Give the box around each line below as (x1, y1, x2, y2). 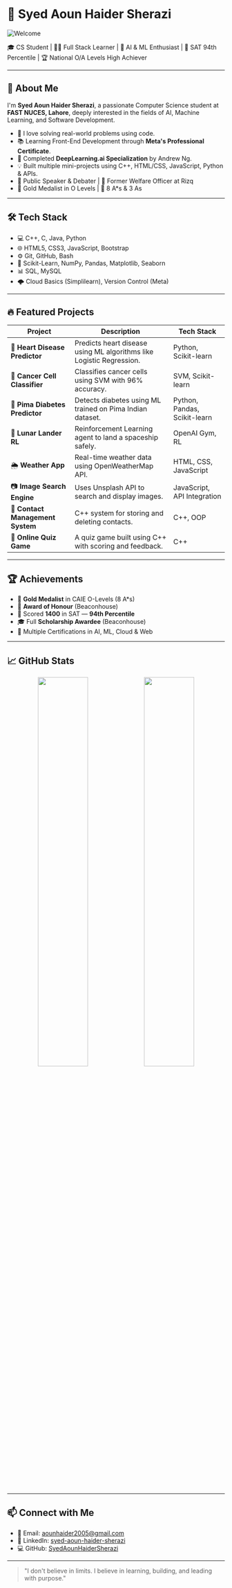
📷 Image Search (10, 481, 66, 491)
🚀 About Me (7, 82, 59, 94)
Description (101, 327, 140, 337)
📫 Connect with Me (7, 1507, 95, 1519)
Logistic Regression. (75, 356, 140, 366)
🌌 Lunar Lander (10, 429, 62, 438)
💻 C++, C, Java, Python (17, 233, 86, 242)
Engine (10, 493, 35, 503)
